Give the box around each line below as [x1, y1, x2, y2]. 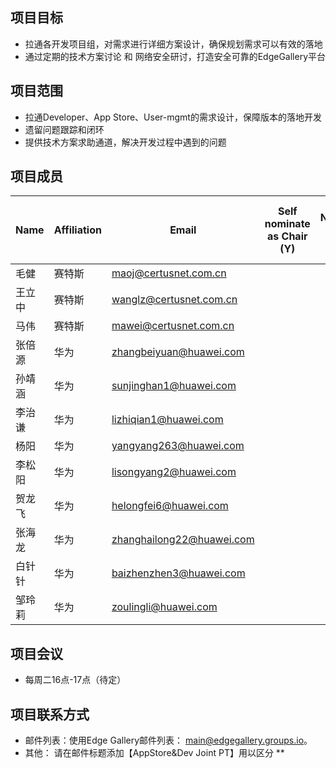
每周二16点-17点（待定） [24, 674, 127, 686]
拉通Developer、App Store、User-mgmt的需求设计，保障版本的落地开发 [24, 111, 322, 123]
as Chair [267, 229, 308, 243]
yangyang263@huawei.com [111, 439, 245, 453]
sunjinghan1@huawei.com [111, 379, 237, 393]
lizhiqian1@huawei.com [111, 413, 224, 427]
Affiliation [53, 223, 102, 237]
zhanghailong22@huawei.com [111, 533, 255, 547]
